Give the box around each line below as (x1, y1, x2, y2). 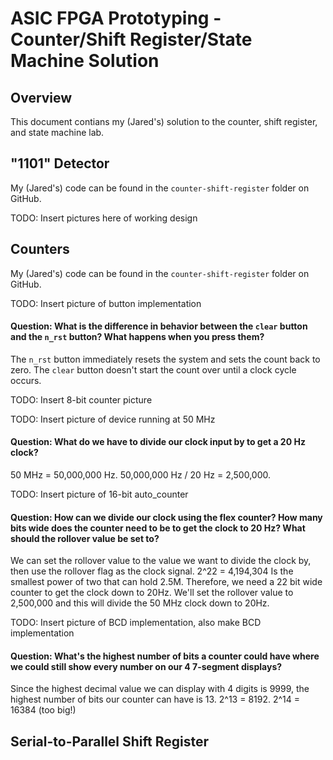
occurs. (10, 374, 42, 386)
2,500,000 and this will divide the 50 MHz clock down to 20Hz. (10, 597, 270, 609)
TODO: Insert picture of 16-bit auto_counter (10, 488, 189, 501)
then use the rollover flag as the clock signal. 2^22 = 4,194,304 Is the (10, 565, 294, 577)
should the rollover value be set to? (10, 532, 160, 544)
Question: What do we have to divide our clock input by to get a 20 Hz (10, 436, 306, 448)
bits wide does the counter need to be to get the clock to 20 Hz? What (10, 522, 306, 534)
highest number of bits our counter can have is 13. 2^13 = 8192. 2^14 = (10, 693, 301, 706)
